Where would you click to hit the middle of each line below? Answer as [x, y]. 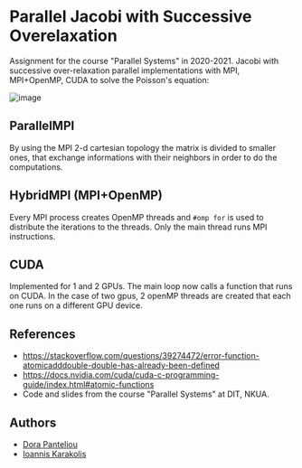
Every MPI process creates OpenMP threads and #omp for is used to [137, 217]
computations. [36, 167]
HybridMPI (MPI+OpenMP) [86, 196]
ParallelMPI [42, 126]
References [42, 334]
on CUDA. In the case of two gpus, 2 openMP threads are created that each [150, 296]
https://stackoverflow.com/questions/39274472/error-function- [141, 356]
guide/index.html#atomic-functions [88, 385]
